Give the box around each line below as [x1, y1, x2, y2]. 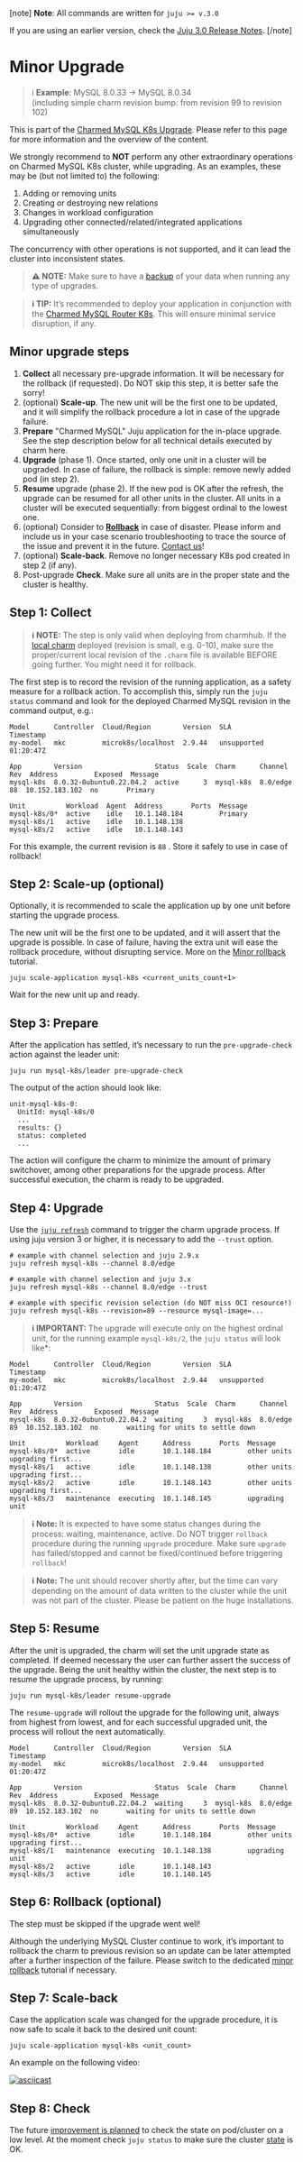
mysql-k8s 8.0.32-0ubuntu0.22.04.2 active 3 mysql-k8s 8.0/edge [9, 777, 293, 787]
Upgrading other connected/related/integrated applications [22, 216, 243, 227]
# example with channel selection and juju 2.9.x [9, 1251, 200, 1260]
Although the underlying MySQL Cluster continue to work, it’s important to [9, 1936, 284, 1947]
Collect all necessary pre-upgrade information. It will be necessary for [22, 368, 285, 379]
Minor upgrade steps [9, 344, 130, 360]
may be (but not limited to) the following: [9, 170, 161, 181]
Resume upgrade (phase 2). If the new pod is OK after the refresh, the [22, 482, 284, 494]
